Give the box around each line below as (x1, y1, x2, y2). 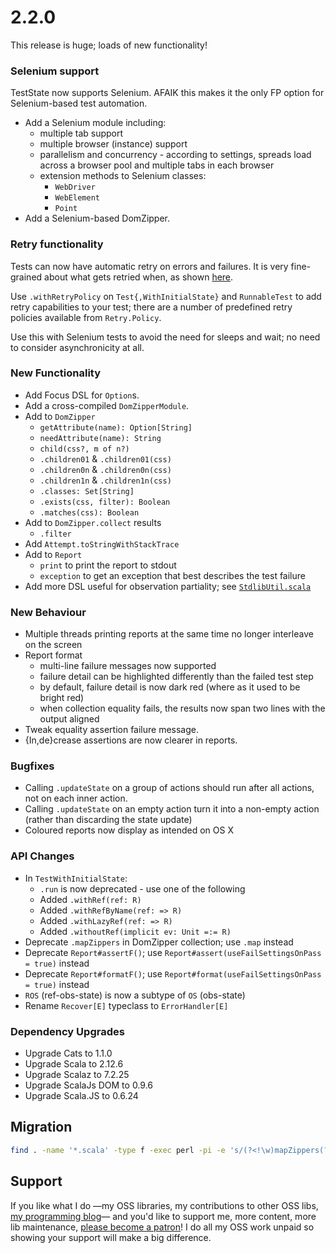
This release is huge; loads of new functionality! (10, 39, 208, 51)
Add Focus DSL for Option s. (24, 389, 140, 401)
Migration (10, 1119, 73, 1136)
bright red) (39, 692, 85, 704)
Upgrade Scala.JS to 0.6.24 (24, 1090, 139, 1102)
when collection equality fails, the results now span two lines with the (39, 702, 326, 715)
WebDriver (54, 182, 96, 193)
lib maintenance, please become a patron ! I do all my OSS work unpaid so (10, 1221, 315, 1233)
